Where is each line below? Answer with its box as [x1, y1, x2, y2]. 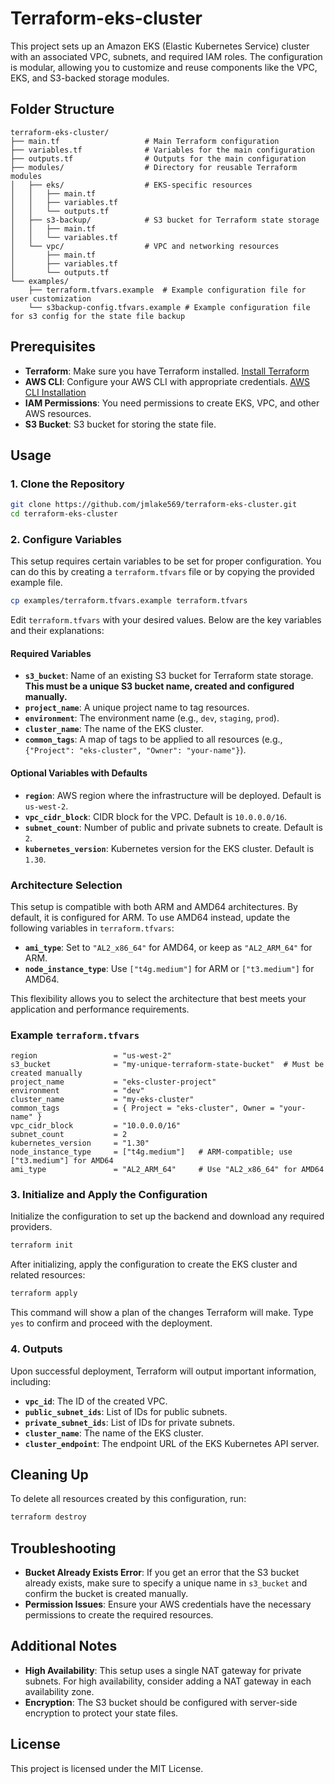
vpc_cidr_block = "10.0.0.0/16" [10, 1121, 182, 1131]
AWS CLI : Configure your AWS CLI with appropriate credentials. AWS [24, 375, 311, 387]
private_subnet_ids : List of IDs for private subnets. [24, 1416, 236, 1428]
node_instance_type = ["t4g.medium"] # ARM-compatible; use [10, 1147, 293, 1157]
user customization [10, 293, 92, 304]
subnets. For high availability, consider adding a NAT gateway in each [24, 1675, 312, 1687]
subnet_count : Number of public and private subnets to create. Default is [24, 821, 323, 833]
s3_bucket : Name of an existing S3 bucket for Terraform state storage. [24, 670, 314, 682]
